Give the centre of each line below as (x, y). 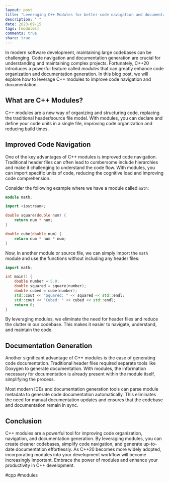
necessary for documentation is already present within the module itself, (80, 374)
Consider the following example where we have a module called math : (77, 188)
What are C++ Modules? (44, 101)
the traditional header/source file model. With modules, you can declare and (84, 118)
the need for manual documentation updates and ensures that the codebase (84, 400)
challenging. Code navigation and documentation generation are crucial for (83, 58)
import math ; (19, 267)
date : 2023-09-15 (23, 24)
